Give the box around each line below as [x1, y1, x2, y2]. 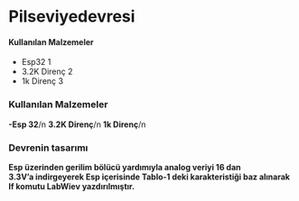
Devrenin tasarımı [8, 142, 89, 154]
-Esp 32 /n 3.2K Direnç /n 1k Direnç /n [8, 119, 146, 130]
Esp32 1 [21, 57, 51, 68]
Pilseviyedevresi [8, 6, 135, 27]
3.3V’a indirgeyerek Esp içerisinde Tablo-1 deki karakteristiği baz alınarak [8, 171, 291, 182]
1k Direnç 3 [21, 76, 64, 87]
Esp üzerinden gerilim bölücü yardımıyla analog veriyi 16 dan [8, 161, 241, 172]
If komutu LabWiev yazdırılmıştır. [8, 180, 135, 191]
